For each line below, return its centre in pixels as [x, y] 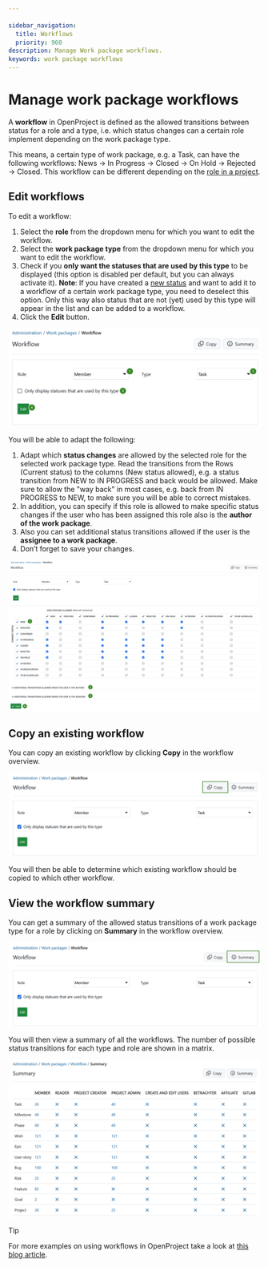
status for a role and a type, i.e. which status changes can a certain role [126, 130]
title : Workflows [44, 34]
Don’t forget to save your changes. [77, 549]
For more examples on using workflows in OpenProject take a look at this [129, 1245]
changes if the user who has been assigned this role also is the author [136, 515]
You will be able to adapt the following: [72, 440]
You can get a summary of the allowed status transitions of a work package [133, 922]
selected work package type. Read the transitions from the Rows [126, 464]
